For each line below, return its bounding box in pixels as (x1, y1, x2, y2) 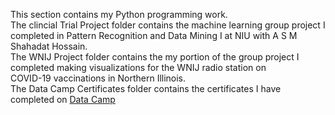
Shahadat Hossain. (10, 40, 88, 52)
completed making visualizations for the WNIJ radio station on (10, 62, 267, 73)
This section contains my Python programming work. (10, 9, 228, 20)
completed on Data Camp (10, 94, 116, 105)
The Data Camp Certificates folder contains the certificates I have (10, 83, 282, 94)
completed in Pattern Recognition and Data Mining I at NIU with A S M (10, 30, 298, 41)
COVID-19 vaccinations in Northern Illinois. (10, 72, 187, 84)
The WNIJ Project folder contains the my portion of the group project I (10, 51, 300, 63)
